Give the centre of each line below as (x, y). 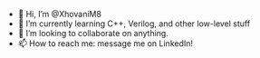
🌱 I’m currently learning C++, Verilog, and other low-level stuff (134, 24)
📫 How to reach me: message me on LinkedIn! (105, 43)
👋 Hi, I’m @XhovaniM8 (60, 14)
